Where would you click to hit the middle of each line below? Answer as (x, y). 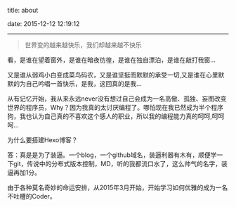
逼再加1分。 (24, 172)
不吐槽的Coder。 (32, 196)
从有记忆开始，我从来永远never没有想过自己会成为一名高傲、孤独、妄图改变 (117, 99)
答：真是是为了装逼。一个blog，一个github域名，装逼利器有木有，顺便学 (112, 155)
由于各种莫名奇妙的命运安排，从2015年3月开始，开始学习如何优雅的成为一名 (118, 187)
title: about (23, 10)
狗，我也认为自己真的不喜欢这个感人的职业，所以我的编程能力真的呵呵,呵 (113, 116)
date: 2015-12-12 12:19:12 (44, 24)
